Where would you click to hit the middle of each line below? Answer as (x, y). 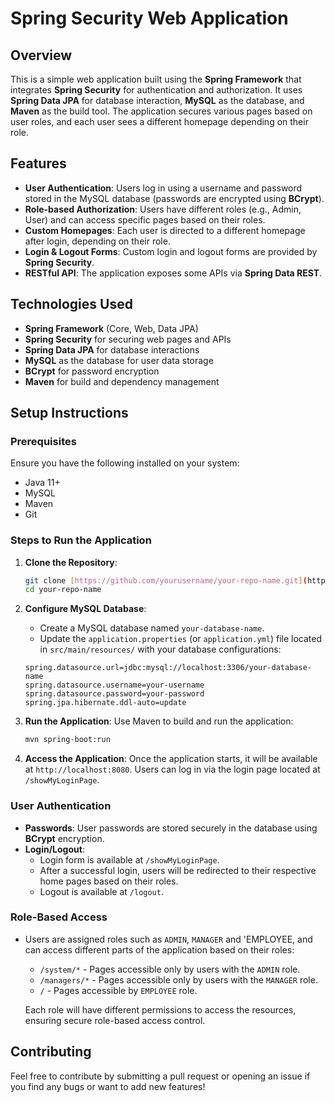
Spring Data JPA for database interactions (112, 349)
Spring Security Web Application (149, 18)
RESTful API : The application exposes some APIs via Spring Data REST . (173, 273)
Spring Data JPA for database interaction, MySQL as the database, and (157, 100)
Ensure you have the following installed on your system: (125, 463)
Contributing (51, 1052)
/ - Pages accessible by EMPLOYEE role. (118, 990)
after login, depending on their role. (97, 241)
